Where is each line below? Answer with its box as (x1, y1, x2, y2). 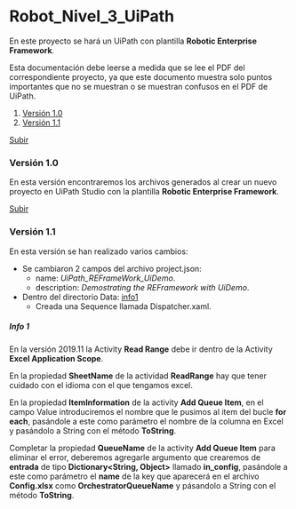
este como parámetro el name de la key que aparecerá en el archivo (9, 471, 260, 481)
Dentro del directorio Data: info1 (21, 291, 139, 302)
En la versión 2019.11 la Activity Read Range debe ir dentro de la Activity (9, 344, 273, 354)
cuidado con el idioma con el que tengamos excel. (9, 379, 194, 390)
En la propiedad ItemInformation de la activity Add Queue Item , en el (9, 397, 264, 408)
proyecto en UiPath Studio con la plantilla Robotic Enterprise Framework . (9, 187, 280, 197)
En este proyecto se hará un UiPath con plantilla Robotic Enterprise (9, 36, 258, 46)
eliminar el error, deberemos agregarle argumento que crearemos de (9, 451, 260, 463)
